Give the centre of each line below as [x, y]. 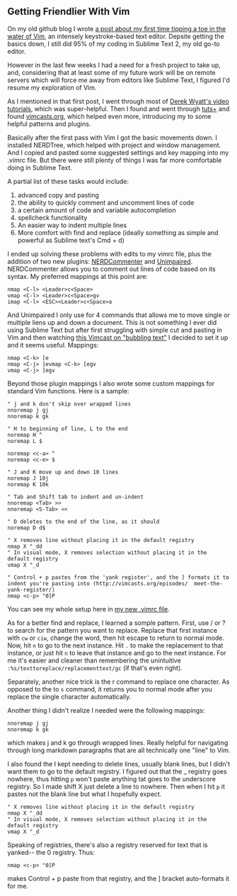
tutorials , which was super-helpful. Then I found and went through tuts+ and [118, 108]
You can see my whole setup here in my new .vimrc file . [88, 609]
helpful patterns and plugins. [49, 124]
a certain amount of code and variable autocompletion [97, 210]
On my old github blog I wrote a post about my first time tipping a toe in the [117, 28]
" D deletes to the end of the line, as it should [83, 522]
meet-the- [208, 583]
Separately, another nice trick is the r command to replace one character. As [118, 682]
